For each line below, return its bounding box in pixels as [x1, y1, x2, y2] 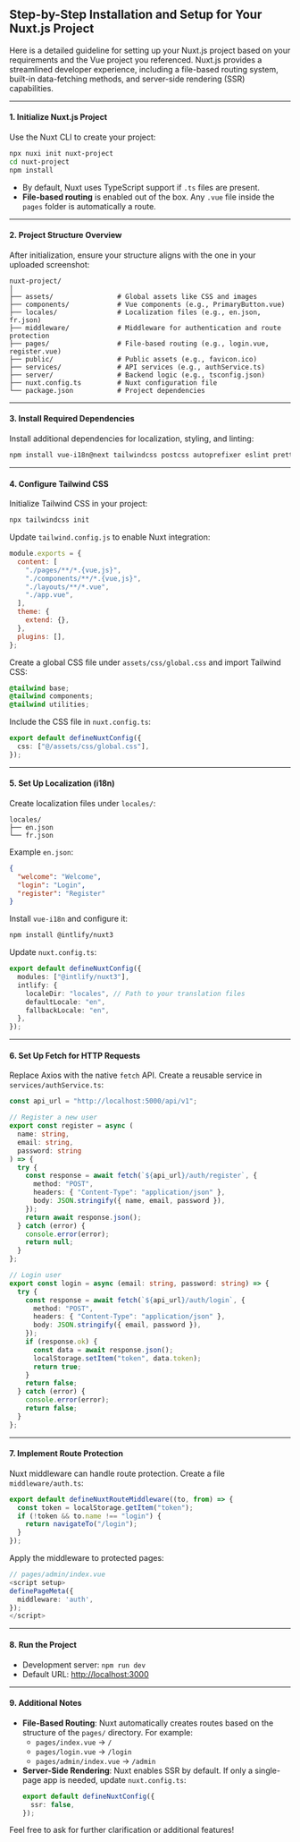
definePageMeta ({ [9, 1586, 74, 1596]
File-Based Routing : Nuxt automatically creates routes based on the [21, 1718, 274, 1728]
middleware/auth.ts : [9, 1477, 84, 1488]
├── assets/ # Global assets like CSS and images [9, 292, 257, 301]
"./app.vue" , [25, 591, 74, 600]
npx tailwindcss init [9, 516, 90, 524]
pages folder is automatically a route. [21, 200, 156, 211]
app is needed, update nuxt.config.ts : [43, 1774, 187, 1785]
